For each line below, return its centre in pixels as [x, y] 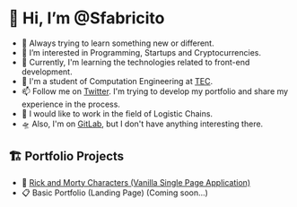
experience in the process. [70, 104]
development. [47, 72]
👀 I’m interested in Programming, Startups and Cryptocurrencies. [141, 52]
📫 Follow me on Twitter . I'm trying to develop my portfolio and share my [155, 91]
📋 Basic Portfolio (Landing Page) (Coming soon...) [114, 193]
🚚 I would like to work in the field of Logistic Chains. [117, 113]
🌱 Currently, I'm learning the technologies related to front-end [135, 62]
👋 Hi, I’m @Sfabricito [87, 18]
